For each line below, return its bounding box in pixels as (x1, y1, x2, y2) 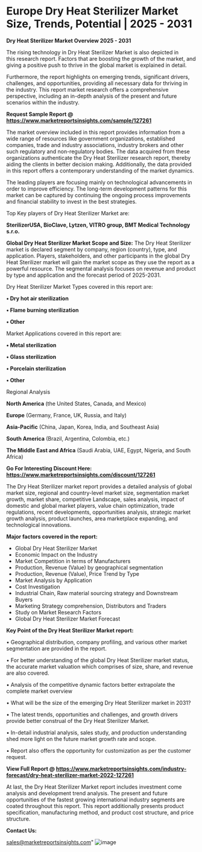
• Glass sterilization (6, 353, 57, 360)
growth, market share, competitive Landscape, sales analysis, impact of (6, 496, 185, 503)
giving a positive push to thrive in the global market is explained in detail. (6, 62, 187, 69)
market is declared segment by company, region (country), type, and (6, 245, 177, 253)
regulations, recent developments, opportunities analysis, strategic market (6, 508, 191, 516)
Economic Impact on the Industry (14, 551, 98, 558)
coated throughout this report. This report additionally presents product (6, 802, 184, 809)
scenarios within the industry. (6, 98, 80, 106)
